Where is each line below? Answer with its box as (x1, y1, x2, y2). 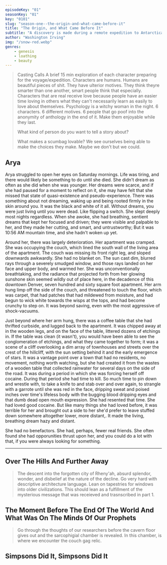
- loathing (14, 53, 37, 59)
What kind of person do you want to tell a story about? (17, 129, 129, 135)
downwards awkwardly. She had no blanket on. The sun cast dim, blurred (5, 255, 156, 261)
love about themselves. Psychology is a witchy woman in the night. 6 (17, 103, 159, 109)
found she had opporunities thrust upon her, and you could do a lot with (5, 433, 152, 439)
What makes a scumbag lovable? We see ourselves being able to (17, 139, 151, 145)
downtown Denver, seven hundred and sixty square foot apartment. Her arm (5, 282, 162, 287)
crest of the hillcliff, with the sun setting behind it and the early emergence (5, 349, 158, 356)
